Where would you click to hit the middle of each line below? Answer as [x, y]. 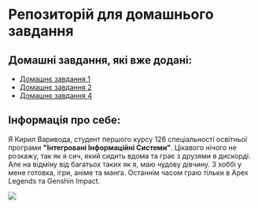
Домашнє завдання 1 [55, 79]
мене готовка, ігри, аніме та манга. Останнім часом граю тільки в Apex [129, 172]
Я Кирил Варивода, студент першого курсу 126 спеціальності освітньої [128, 139]
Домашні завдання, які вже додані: [100, 60]
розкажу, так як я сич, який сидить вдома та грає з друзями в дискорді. [129, 155]
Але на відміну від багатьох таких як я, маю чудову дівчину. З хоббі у [125, 164]
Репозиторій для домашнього [111, 15]
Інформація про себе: [64, 120]
